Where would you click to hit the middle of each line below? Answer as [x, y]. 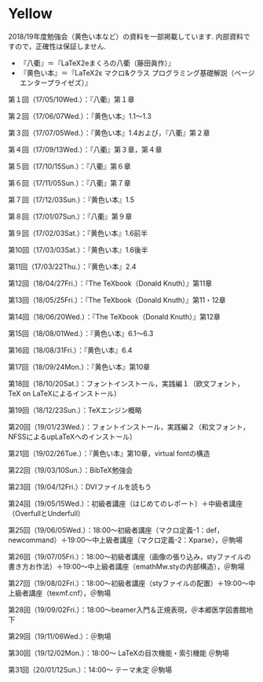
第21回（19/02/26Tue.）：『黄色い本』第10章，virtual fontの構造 [109, 453]
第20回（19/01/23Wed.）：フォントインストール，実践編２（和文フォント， [129, 426]
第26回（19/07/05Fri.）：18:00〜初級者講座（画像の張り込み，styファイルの [130, 556]
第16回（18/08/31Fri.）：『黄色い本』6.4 [70, 350]
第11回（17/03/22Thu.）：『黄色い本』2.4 [72, 266]
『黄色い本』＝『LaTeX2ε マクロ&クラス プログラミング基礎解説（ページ [137, 72]
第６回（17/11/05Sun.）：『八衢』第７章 [69, 182]
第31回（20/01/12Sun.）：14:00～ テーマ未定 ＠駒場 [90, 669]
